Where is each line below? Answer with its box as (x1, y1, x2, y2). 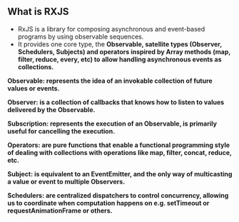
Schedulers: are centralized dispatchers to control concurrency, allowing (7, 191, 229, 199)
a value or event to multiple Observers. (7, 177, 126, 186)
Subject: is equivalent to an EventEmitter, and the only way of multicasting (7, 169, 233, 178)
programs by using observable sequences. (17, 32, 144, 41)
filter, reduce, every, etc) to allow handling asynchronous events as (17, 55, 222, 64)
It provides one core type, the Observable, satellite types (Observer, (17, 39, 223, 49)
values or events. (7, 84, 60, 92)
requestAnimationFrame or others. (7, 206, 113, 215)
